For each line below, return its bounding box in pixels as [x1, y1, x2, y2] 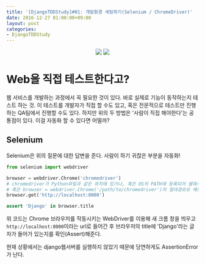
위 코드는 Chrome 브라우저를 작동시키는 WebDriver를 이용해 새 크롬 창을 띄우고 [6, 215, 196, 222]
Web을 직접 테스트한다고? [6, 73, 130, 86]
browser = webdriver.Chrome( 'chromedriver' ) [6, 175, 121, 181]
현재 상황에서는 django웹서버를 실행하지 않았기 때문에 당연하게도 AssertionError [6, 243, 198, 251]
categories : [6, 26, 37, 32]
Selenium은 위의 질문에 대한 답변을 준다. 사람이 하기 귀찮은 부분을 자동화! [6, 152, 181, 159]
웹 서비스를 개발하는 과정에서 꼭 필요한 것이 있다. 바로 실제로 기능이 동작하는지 [6, 94, 192, 101]
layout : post [6, 20, 40, 26]
